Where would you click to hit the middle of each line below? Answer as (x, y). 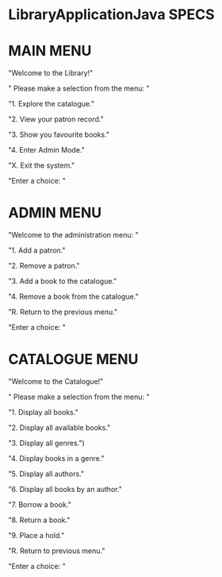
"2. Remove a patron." (44, 266)
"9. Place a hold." (36, 535)
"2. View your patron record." (56, 119)
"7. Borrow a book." (40, 505)
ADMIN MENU (55, 213)
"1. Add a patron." (37, 250)
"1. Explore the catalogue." (52, 104)
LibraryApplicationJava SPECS (112, 15)
